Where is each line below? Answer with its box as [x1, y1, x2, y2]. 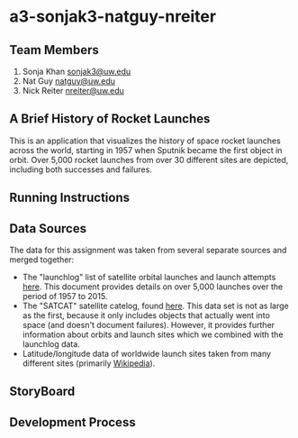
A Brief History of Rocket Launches [9, 111, 211, 127]
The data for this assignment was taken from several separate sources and [9, 245, 287, 256]
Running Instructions [9, 190, 131, 205]
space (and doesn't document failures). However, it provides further [22, 320, 275, 331]
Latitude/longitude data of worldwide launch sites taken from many [22, 349, 272, 360]
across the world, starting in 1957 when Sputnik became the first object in [9, 144, 283, 155]
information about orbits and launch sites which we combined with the [22, 329, 284, 340]
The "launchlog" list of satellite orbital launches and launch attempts [22, 272, 276, 283]
